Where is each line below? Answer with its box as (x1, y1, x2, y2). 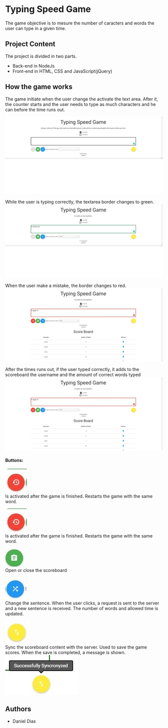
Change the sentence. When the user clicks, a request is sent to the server (5, 600, 159, 606)
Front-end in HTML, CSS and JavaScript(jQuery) (12, 68, 112, 74)
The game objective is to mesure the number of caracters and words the (5, 20, 154, 26)
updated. (5, 610, 24, 616)
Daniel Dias (12, 718, 36, 724)
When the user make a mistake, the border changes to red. (5, 282, 126, 288)
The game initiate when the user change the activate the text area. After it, (5, 96, 158, 102)
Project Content (5, 40, 55, 48)
